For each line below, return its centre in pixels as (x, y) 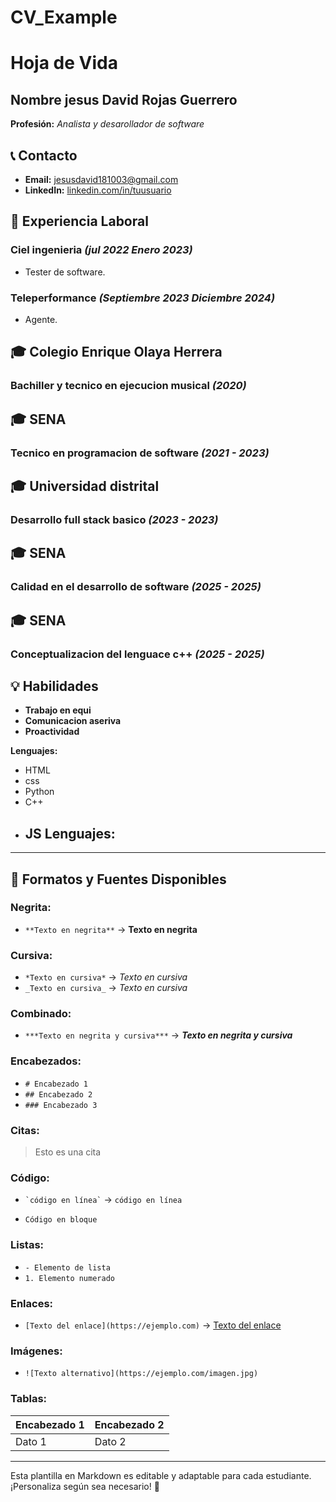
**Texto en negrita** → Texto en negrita (111, 929)
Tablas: (29, 1399)
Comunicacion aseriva (73, 721)
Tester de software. (65, 272)
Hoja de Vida (64, 63)
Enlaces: (32, 1303)
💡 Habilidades (54, 686)
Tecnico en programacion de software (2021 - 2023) (140, 453)
